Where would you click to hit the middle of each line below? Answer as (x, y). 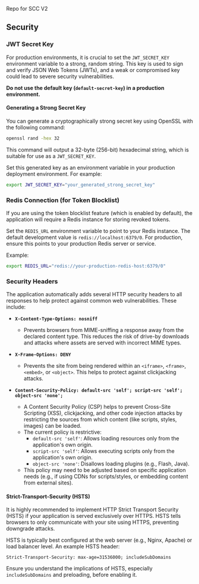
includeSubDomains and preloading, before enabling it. (72, 575)
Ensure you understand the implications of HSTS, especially (79, 569)
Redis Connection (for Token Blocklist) (63, 200)
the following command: (36, 127)
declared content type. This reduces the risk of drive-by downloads (106, 337)
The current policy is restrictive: (63, 432)
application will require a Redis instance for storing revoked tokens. (88, 219)
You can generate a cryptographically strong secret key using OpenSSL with (99, 121)
